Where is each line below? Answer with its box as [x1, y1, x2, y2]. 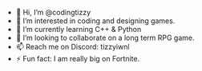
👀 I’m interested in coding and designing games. [15, 16, 176, 26]
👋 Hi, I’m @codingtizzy [15, 8, 91, 17]
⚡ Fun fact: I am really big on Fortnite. [15, 54, 140, 63]
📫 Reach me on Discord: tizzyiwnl [15, 42, 130, 51]
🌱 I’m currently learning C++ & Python [15, 25, 142, 34]
